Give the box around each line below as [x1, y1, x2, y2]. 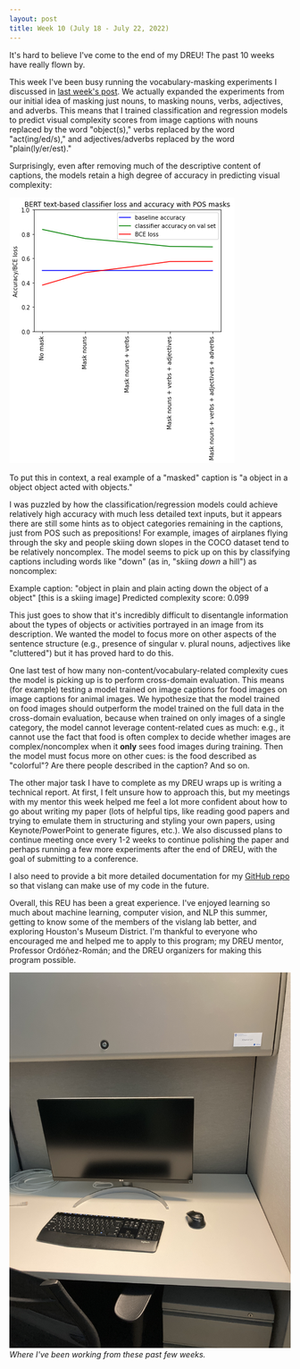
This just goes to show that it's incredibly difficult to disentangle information [9, 609, 288, 621]
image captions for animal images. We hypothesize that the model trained [9, 693, 280, 704]
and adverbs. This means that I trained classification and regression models [9, 105, 288, 115]
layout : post [9, 14, 58, 23]
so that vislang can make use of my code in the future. [9, 880, 210, 891]
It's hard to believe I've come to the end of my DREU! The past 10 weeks [9, 49, 275, 60]
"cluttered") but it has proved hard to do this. [9, 647, 174, 658]
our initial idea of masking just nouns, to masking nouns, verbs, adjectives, [9, 95, 284, 106]
